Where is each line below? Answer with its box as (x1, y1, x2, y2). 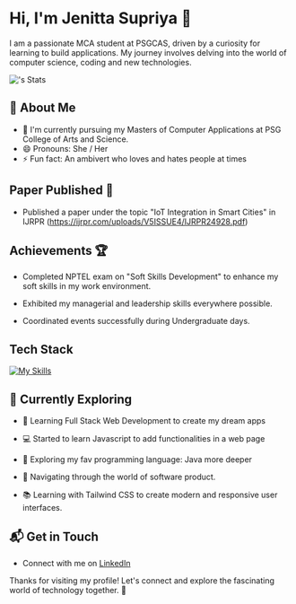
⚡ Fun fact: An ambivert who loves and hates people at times (22, 153, 247, 164)
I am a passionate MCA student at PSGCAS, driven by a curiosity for (9, 38, 261, 48)
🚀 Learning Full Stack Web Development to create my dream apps (22, 416, 266, 425)
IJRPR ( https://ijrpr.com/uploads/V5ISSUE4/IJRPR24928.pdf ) (22, 215, 248, 227)
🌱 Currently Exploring (9, 391, 133, 407)
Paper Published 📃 (9, 183, 114, 198)
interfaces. (22, 503, 63, 512)
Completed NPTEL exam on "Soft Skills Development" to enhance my (22, 271, 279, 282)
